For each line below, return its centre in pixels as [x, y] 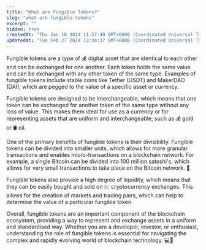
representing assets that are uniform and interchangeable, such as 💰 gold [100, 118]
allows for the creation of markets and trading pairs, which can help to [95, 195]
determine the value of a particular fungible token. [70, 202]
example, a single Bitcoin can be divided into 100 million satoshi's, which [98, 161]
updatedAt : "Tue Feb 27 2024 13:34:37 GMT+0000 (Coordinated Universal [100, 40]
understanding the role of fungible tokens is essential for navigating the [97, 233]
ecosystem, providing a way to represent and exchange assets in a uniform [101, 220]
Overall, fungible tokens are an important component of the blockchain [96, 214]
